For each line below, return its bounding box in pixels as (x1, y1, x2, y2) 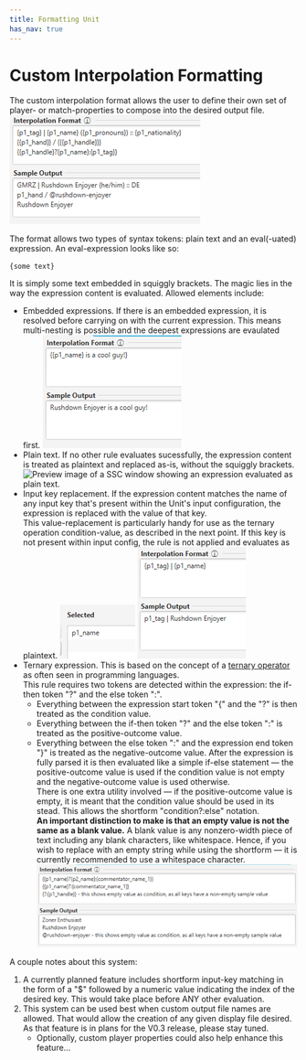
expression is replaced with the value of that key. (22, 508, 207, 519)
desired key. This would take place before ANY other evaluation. (22, 993, 265, 1004)
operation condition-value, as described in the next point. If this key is (22, 527, 286, 539)
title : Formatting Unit (9, 15, 100, 24)
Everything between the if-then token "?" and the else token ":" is (36, 718, 283, 729)
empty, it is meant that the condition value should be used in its (36, 796, 275, 807)
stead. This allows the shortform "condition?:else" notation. (36, 806, 260, 817)
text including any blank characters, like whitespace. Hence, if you (36, 835, 287, 846)
